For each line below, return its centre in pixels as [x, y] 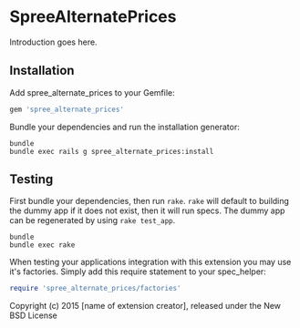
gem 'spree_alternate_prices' [67, 109]
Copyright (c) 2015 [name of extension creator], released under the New [145, 306]
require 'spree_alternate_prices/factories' [95, 289]
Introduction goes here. [53, 42]
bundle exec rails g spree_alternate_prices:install [112, 151]
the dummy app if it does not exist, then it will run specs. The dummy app [147, 210]
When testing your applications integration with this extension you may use [150, 262]
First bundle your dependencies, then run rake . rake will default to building [150, 201]
